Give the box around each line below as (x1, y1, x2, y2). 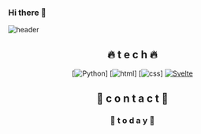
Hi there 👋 (8, 7, 47, 18)
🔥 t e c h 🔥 (107, 47, 158, 61)
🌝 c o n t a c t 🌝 (96, 91, 169, 105)
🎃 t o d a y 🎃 (110, 115, 155, 126)
